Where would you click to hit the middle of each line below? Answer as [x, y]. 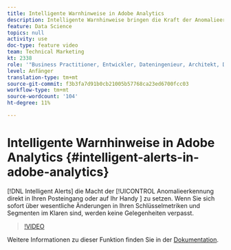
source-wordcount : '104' [43, 97]
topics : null [26, 33]
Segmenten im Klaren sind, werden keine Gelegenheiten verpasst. [101, 213]
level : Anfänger [30, 71]
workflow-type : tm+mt [38, 90]
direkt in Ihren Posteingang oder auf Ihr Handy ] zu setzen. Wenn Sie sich [111, 198]
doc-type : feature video [43, 45]
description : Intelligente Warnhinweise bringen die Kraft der [100, 20]
